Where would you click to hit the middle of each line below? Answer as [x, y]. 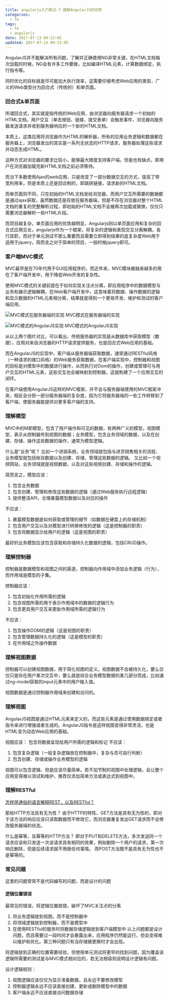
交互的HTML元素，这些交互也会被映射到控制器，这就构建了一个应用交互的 [86, 372]
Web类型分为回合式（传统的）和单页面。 [56, 87]
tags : [11, 24]
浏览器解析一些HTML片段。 [43, 213]
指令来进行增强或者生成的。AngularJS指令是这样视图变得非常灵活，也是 [80, 725]
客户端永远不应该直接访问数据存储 [48, 992]
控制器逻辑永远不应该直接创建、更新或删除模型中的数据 [70, 986]
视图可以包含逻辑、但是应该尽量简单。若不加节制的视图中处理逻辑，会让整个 [84, 770]
